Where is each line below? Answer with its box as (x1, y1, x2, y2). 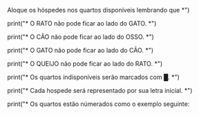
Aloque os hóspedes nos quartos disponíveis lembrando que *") (7, 6, 190, 14)
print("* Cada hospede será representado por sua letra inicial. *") (7, 87, 193, 94)
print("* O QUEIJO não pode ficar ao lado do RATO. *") (7, 60, 163, 68)
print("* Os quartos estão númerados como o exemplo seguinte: (7, 100, 190, 108)
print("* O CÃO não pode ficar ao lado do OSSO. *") (7, 33, 154, 41)
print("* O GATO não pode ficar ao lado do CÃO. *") (7, 46, 154, 54)
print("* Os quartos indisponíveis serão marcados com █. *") (7, 73, 180, 81)
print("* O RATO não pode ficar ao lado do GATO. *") (7, 19, 157, 27)
